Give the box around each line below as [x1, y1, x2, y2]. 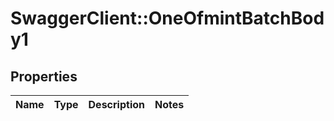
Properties [10, 68, 78, 85]
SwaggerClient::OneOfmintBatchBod [10, 7, 325, 30]
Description [88, 98, 145, 111]
